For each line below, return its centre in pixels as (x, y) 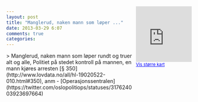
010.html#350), (25, 81)
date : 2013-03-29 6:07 (34, 28)
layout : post (22, 17)
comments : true (25, 34)
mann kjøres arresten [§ (35, 69)
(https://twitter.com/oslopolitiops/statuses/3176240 (69, 87)
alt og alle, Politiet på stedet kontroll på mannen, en (69, 62)
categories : (21, 39)
